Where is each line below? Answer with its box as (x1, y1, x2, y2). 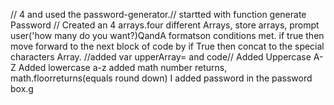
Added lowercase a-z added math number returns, (18, 62, 228, 73)
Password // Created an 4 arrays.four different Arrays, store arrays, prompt (10, 19, 320, 31)
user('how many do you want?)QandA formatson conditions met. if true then (10, 30, 325, 41)
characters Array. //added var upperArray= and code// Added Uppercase (10, 51, 312, 63)
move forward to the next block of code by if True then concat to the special (10, 40, 325, 52)
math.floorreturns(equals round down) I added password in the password (10, 72, 313, 84)
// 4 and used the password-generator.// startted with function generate (10, 9, 307, 20)
